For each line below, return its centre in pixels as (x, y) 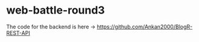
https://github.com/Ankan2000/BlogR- (145, 27)
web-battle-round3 (56, 10)
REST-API (18, 33)
